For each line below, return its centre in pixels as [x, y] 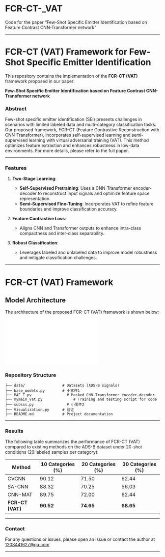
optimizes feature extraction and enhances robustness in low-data [72, 146]
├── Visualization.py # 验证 [40, 410]
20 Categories [99, 464]
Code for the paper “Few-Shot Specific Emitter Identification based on [76, 22]
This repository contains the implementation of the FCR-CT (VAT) [72, 76]
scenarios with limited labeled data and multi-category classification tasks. [81, 125]
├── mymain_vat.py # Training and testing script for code [81, 399]
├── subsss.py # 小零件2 [45, 404]
